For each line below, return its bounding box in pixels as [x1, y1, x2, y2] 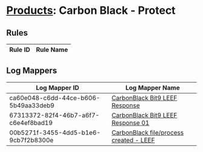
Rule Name [36, 46, 68, 54]
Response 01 [111, 118, 150, 127]
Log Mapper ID [36, 83, 80, 92]
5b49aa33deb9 [9, 101, 54, 109]
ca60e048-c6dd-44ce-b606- [9, 93, 101, 102]
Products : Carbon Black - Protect [6, 4, 176, 17]
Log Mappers [6, 66, 57, 76]
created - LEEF [111, 136, 155, 144]
